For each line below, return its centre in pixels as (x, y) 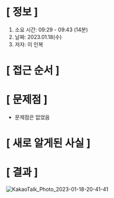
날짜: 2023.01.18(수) (38, 37)
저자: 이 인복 (29, 44)
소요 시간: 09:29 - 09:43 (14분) (51, 30)
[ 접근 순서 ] (33, 71)
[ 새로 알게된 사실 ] (48, 143)
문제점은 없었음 (32, 117)
